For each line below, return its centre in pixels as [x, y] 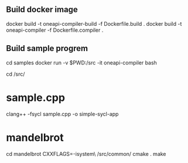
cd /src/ [16, 74]
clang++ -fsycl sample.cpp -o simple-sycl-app [62, 114]
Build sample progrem [47, 48]
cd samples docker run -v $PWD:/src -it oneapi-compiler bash [81, 62]
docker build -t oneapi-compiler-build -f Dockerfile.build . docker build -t [94, 23]
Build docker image [42, 10]
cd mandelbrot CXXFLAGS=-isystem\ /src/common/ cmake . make [86, 154]
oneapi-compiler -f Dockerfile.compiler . [55, 30]
